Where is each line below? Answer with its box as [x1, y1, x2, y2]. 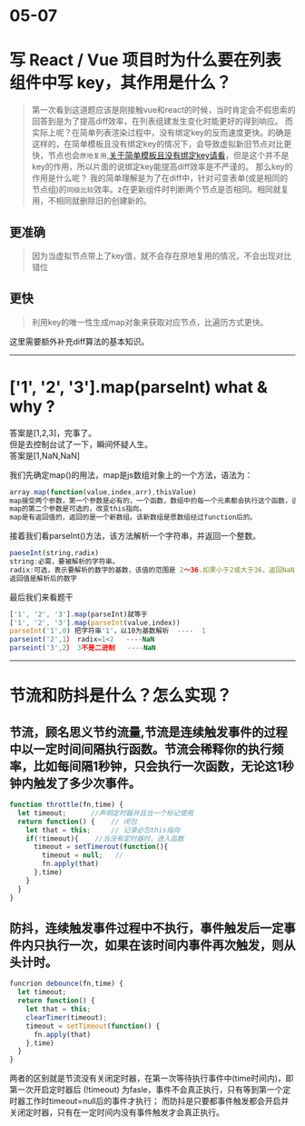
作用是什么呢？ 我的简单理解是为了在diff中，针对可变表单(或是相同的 [31, 173, 289, 184]
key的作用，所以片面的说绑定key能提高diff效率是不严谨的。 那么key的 [31, 161, 293, 173]
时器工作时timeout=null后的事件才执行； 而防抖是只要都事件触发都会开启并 [9, 1096, 290, 1107]
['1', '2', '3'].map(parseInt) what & [9, 376, 268, 397]
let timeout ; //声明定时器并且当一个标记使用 [17, 808, 194, 818]
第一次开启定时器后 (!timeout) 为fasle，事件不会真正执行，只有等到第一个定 [9, 1084, 291, 1095]
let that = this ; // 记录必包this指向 [25, 825, 181, 834]
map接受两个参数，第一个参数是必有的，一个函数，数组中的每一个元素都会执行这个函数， [9, 496, 292, 505]
